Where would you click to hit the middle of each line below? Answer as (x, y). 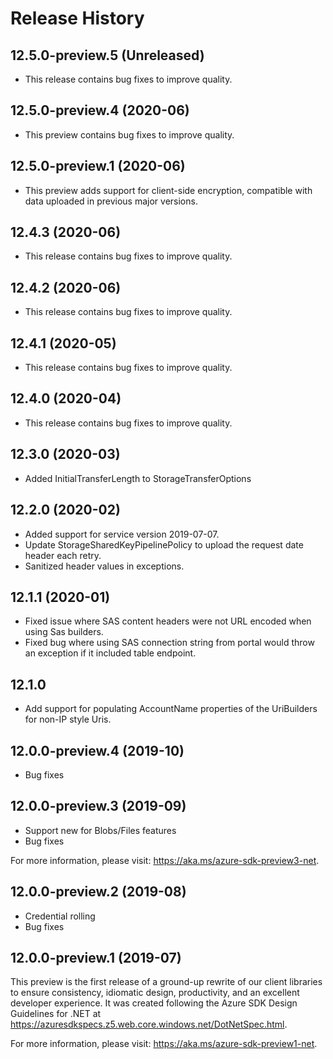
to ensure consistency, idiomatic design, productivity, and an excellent (155, 993)
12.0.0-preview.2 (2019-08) (98, 892)
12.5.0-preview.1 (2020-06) (98, 166)
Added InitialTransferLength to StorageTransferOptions (138, 478)
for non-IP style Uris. (68, 719)
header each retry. (63, 555)
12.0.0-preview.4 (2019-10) (97, 750)
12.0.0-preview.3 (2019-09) (98, 806)
